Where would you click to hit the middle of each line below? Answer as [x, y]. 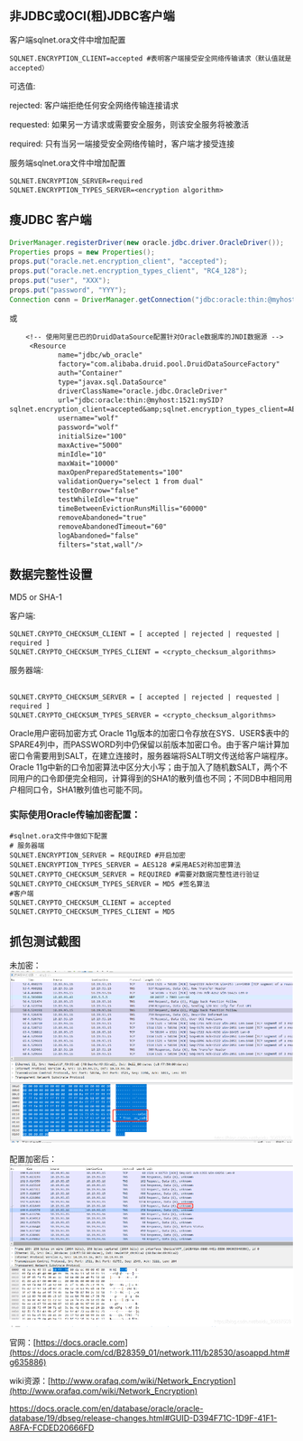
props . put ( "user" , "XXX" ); [60, 281]
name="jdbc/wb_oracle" [100, 355]
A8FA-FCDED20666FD [52, 1428]
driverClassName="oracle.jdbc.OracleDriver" [142, 391]
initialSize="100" [92, 436]
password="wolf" [88, 427]
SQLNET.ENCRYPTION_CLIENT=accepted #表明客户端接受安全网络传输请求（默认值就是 [151, 58]
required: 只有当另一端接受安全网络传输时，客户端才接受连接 [122, 144]
